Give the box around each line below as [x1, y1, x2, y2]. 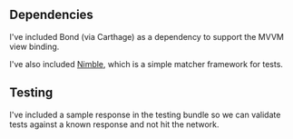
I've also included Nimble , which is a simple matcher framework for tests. [9, 58, 284, 69]
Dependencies [9, 7, 93, 23]
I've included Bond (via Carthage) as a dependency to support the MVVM [9, 31, 284, 42]
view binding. [9, 41, 60, 52]
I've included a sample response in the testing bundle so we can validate [9, 109, 281, 120]
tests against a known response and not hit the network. [9, 118, 220, 130]
